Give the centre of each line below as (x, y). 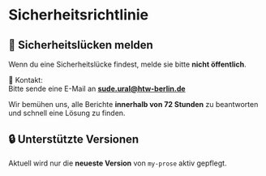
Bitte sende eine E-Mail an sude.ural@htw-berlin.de (97, 88)
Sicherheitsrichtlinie (78, 15)
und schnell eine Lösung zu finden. (67, 113)
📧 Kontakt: (26, 80)
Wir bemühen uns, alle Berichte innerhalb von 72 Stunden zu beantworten (133, 104)
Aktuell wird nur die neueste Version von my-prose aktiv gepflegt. (118, 163)
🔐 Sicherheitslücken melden (81, 45)
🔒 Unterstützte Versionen (74, 140)
